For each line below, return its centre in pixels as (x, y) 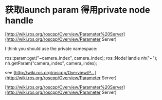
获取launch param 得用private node (78, 10)
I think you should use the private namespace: (51, 49)
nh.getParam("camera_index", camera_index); (51, 63)
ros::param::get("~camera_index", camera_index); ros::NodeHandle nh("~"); (81, 58)
